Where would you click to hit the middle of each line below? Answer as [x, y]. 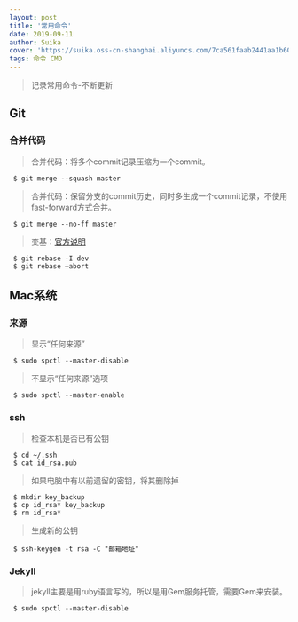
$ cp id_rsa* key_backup [59, 505]
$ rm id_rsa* [37, 513]
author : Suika [35, 42]
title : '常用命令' [41, 26]
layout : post [33, 17]
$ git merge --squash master [67, 179]
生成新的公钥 [54, 530]
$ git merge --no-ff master [65, 224]
